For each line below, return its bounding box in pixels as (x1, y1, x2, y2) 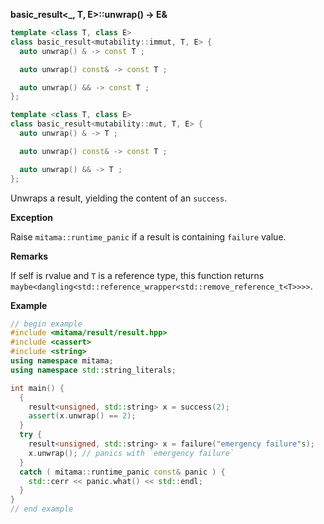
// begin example (10, 319, 83, 329)
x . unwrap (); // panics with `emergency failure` (28, 448, 235, 458)
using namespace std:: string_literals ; (10, 365, 177, 375)
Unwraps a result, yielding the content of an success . (10, 192, 228, 204)
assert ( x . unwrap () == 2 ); (28, 411, 137, 421)
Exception (10, 211, 53, 223)
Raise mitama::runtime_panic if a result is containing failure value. (10, 230, 287, 243)
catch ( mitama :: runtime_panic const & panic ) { (19, 467, 226, 477)
